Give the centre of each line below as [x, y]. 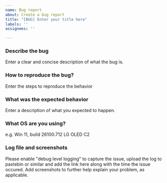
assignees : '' [20, 29]
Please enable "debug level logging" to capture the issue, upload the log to [83, 159]
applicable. [17, 175]
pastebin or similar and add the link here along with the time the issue [78, 164]
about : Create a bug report [35, 15]
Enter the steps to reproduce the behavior [49, 86]
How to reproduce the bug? [40, 75]
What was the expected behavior [47, 99]
